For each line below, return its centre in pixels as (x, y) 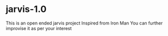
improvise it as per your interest (39, 28)
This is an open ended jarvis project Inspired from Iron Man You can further (84, 23)
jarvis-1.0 (26, 9)
